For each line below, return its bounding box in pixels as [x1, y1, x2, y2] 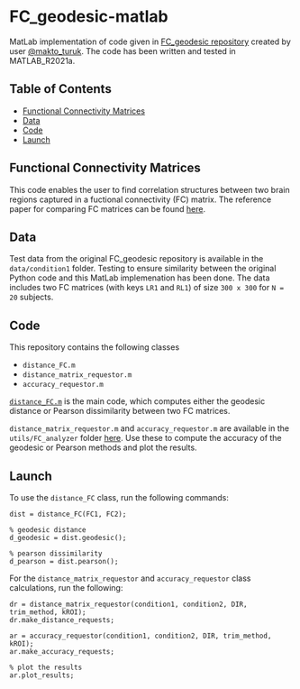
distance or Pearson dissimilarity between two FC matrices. [9, 406, 231, 417]
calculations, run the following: [9, 583, 123, 593]
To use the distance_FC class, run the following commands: [9, 492, 230, 502]
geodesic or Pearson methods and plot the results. [9, 442, 197, 453]
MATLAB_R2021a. [9, 55, 76, 66]
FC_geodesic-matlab [9, 6, 168, 27]
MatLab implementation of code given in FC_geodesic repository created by [9, 36, 291, 47]
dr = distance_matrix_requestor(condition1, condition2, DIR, [9, 600, 248, 609]
